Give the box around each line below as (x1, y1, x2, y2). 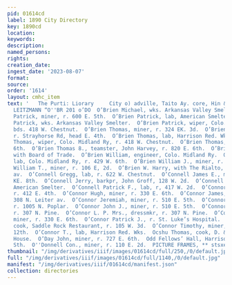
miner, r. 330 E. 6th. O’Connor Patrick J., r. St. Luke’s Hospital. (13, 216, 221, 223)
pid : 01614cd (7, 10, 45, 17)
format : (7, 74, 30, 82)
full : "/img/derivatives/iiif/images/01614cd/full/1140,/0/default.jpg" (7, 255, 221, 261)
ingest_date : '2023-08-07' (7, 68, 85, 75)
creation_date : (7, 62, 51, 68)
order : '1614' (7, 87, 48, 94)
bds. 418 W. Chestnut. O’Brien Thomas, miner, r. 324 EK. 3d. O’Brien (13, 126, 227, 133)
